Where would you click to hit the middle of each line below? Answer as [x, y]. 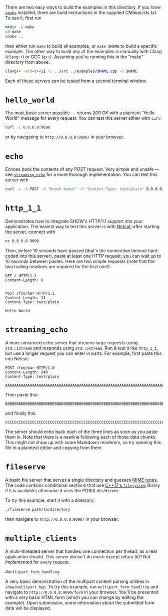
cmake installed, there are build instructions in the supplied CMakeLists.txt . [81, 13]
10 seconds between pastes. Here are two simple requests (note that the [80, 261]
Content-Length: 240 [27, 372]
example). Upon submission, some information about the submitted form [80, 602]
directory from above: [27, 62]
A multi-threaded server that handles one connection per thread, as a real [81, 551]
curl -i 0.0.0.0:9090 [28, 127]
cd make [13, 32]
